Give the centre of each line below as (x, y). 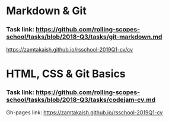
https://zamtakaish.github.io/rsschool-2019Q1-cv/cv (70, 50)
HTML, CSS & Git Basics (66, 74)
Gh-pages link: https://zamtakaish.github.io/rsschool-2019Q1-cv (84, 112)
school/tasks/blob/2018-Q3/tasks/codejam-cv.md (81, 99)
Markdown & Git (47, 11)
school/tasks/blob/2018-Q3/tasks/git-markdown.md (84, 37)
